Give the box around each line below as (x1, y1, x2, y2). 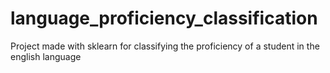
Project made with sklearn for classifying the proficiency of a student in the (10, 40, 320, 52)
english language (10, 50, 82, 62)
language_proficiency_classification (10, 7, 318, 30)
